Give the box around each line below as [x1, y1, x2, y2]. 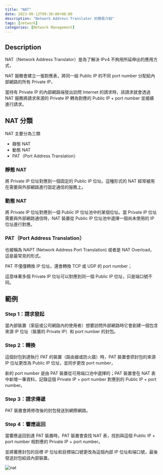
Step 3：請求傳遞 [5, 396, 46, 402]
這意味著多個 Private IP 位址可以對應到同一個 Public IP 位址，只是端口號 [5, 273, 148, 279]
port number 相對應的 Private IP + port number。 [5, 439, 103, 444]
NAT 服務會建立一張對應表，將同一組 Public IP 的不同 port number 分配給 [5, 73, 151, 78]
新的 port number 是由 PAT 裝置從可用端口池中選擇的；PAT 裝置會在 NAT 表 [5, 370, 156, 376]
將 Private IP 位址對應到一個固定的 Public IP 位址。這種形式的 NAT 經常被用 [5, 178, 155, 184]
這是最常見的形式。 [5, 253, 44, 259]
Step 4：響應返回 [5, 421, 46, 428]
